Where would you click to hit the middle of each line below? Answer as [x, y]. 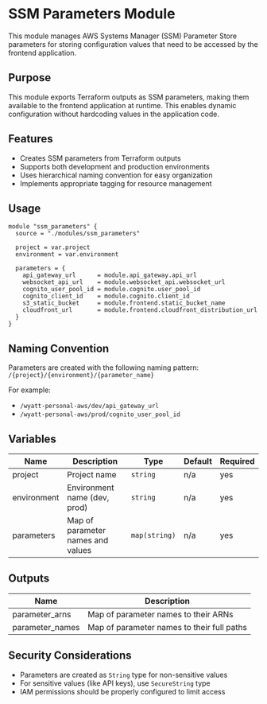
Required [237, 461]
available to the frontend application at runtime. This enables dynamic [122, 105]
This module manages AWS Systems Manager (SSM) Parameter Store [122, 36]
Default [198, 461]
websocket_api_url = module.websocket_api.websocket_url [124, 282]
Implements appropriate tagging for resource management [116, 183]
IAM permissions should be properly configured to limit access [122, 691]
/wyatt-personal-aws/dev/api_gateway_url [89, 406]
